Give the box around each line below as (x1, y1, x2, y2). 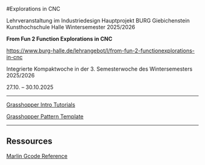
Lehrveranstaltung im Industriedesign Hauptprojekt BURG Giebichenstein (6, 17, 190, 24)
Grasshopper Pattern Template (6, 113, 84, 120)
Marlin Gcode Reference (6, 152, 68, 160)
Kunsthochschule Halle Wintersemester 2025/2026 (6, 24, 135, 30)
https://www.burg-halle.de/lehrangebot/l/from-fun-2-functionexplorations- (6, 47, 195, 54)
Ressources (6, 136, 53, 147)
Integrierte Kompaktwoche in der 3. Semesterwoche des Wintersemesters (6, 65, 193, 72)
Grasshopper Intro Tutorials (6, 101, 76, 108)
